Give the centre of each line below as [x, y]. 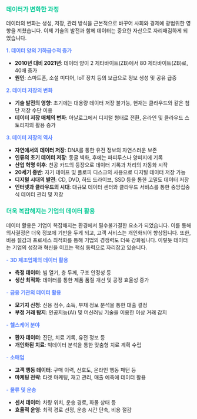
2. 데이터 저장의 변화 [29, 90]
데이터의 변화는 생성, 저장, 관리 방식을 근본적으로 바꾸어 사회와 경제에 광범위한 [96, 23]
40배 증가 [26, 71]
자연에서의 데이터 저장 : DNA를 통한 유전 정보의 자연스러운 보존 [86, 150]
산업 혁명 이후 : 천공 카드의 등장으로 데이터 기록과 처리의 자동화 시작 [91, 165]
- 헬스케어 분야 [23, 325]
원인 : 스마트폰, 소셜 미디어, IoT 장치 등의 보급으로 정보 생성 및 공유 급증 [96, 78]
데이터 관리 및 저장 [42, 194]
